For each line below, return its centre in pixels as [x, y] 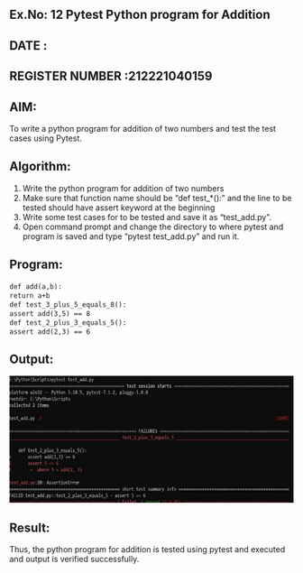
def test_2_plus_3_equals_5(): [68, 323]
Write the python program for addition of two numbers [123, 188]
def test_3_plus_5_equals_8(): [68, 305]
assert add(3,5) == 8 [50, 314]
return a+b [30, 296]
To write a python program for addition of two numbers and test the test [143, 128]
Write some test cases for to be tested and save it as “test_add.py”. [147, 217]
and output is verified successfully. [74, 559]
